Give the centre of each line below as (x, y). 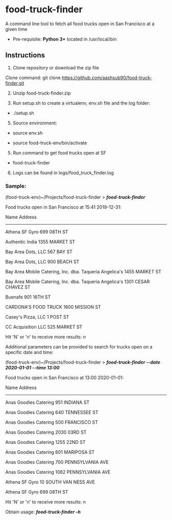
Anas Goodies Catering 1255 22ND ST (46, 442)
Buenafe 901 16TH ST (28, 297)
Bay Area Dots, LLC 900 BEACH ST (42, 262)
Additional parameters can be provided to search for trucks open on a (79, 347)
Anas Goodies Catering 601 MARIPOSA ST (50, 452)
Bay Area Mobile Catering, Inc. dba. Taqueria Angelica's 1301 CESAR (78, 282)
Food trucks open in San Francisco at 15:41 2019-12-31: (63, 207)
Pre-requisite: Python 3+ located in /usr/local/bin (64, 39)
